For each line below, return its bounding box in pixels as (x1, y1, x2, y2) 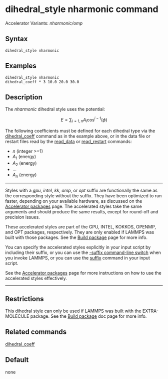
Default (5, 355, 29, 364)
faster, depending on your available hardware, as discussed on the (5, 198, 142, 204)
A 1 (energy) (12, 153, 36, 161)
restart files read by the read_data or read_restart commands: (5, 138, 132, 144)
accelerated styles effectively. (5, 275, 67, 282)
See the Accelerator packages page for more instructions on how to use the (5, 270, 161, 276)
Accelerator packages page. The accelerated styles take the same (5, 203, 142, 209)
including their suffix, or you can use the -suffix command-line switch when (5, 249, 161, 256)
